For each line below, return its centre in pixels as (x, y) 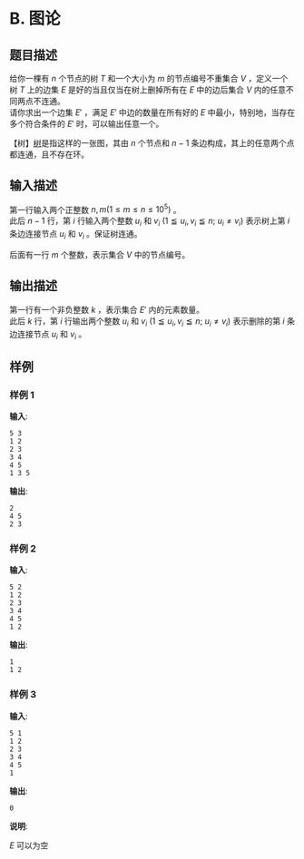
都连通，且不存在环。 (49, 154)
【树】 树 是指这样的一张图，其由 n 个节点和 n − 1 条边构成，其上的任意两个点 (152, 143)
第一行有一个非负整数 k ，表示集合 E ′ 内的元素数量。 (107, 309)
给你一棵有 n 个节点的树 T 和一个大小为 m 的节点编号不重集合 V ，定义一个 (149, 78)
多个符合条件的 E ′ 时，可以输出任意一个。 (87, 124)
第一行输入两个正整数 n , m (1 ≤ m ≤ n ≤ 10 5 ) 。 (95, 209)
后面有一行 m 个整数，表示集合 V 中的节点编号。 (100, 255)
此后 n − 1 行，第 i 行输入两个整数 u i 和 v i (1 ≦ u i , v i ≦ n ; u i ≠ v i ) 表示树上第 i (150, 222)
